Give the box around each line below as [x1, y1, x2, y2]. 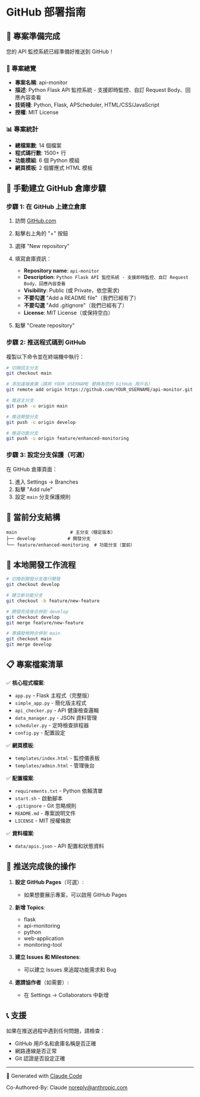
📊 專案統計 [6, 125, 39, 134]
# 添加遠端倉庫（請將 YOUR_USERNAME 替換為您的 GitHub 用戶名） [6, 381, 153, 388]
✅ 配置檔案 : [6, 774, 35, 782]
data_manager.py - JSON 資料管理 [14, 714, 97, 721]
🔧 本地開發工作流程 [6, 560, 76, 570]
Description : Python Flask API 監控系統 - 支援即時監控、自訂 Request [23, 274, 189, 281]
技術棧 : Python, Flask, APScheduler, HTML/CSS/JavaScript [14, 101, 160, 109]
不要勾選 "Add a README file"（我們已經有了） [23, 295, 140, 302]
